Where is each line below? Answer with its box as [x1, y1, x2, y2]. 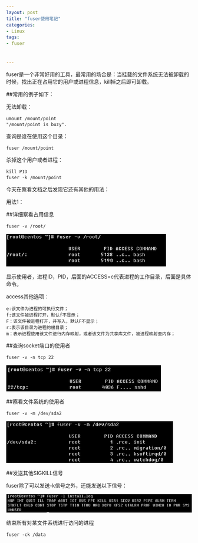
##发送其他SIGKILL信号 [6, 469, 63, 476]
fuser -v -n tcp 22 [6, 354, 54, 360]
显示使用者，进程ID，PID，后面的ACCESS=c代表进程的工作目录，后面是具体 [6, 273, 192, 280]
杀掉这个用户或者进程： [6, 156, 63, 163]
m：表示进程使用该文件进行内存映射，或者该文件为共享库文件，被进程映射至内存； [6, 331, 176, 337]
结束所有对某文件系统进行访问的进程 [6, 519, 94, 526]
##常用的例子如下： [6, 90, 54, 97]
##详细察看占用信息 [6, 210, 54, 218]
